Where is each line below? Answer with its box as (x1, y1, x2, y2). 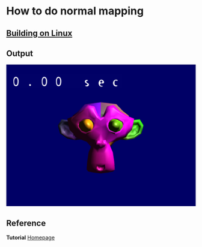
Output (6, 48, 33, 58)
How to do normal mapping (6, 4, 144, 18)
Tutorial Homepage (6, 234, 55, 241)
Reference (6, 218, 46, 228)
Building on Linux (6, 28, 73, 38)
